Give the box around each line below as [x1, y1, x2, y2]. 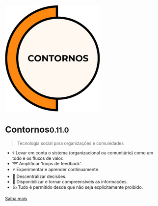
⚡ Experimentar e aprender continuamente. [12, 166, 100, 172]
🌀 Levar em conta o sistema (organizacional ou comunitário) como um [12, 149, 154, 155]
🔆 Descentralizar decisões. [12, 173, 67, 179]
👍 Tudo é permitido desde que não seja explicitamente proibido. [12, 184, 143, 190]
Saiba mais [5, 195, 27, 202]
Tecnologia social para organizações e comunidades [17, 140, 124, 146]
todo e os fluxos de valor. [12, 155, 64, 161]
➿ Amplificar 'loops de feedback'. [12, 160, 82, 166]
